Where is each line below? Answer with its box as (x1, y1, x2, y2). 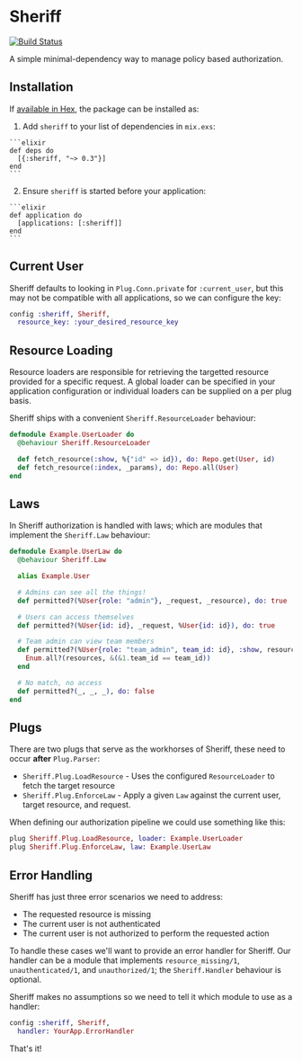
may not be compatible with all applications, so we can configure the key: (9, 292, 281, 303)
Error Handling (9, 868, 93, 883)
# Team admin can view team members (17, 637, 155, 646)
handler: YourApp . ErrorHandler (17, 1027, 135, 1036)
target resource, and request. (22, 799, 131, 810)
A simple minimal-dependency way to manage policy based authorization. (9, 53, 284, 64)
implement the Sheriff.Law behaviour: (9, 530, 151, 540)
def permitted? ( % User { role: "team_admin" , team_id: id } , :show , (17, 646, 263, 655)
